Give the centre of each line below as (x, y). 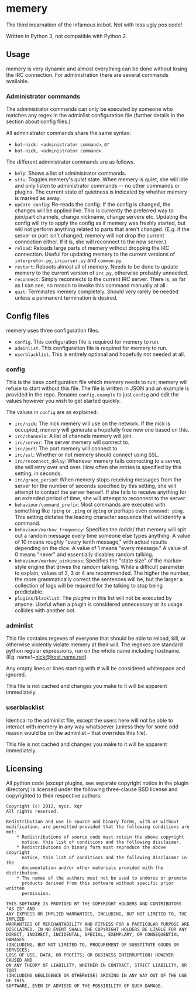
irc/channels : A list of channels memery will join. (74, 436)
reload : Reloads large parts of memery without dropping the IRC (92, 248)
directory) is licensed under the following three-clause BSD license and (92, 789)
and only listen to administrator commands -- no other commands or (97, 186)
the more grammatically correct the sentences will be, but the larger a (99, 579)
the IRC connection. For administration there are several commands (87, 74)
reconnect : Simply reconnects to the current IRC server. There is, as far (100, 279)
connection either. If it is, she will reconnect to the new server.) (90, 242)
